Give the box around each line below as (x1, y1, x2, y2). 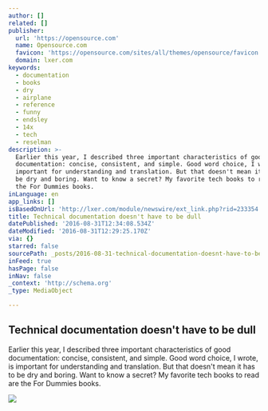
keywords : (8, 64, 41, 72)
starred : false (8, 242, 59, 250)
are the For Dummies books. (8, 378, 101, 388)
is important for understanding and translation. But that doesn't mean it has (8, 361, 255, 371)
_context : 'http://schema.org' (8, 279, 112, 288)
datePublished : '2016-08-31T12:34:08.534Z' (8, 220, 156, 228)
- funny (15, 109, 41, 117)
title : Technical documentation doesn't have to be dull (8, 213, 202, 221)
